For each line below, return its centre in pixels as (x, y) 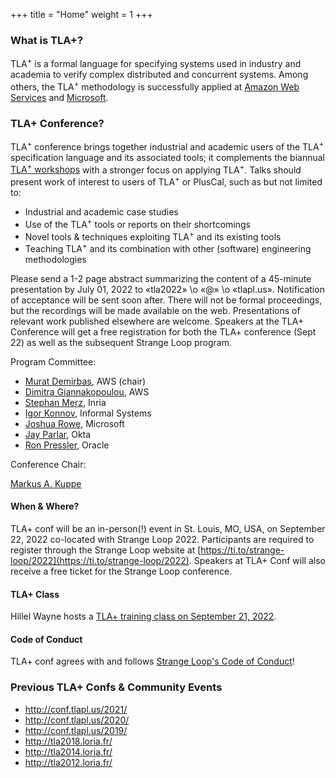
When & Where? (45, 506)
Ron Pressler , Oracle (67, 445)
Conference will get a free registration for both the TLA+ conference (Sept (163, 331)
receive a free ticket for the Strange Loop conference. (121, 571)
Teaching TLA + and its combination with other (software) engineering (168, 247)
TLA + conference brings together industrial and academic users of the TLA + (167, 146)
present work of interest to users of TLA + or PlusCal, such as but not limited (166, 181)
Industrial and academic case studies (101, 211)
